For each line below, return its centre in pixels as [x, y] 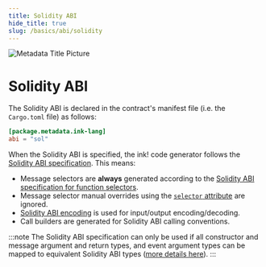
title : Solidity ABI [43, 16]
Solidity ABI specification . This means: [72, 163]
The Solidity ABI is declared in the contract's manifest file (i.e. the [117, 109]
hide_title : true [37, 23]
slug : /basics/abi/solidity [56, 31]
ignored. [34, 204]
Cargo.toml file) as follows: [52, 117]
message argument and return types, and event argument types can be [127, 245]
